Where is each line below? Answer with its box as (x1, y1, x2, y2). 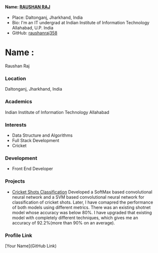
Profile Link (5, 232, 32, 238)
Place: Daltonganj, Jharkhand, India (12, 15, 83, 20)
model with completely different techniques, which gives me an (12, 215, 139, 221)
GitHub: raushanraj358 (12, 30, 57, 36)
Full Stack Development (12, 138, 59, 143)
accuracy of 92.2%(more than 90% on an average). (12, 220, 115, 225)
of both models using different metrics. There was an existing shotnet (12, 204, 151, 210)
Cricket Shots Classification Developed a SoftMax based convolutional (12, 189, 153, 195)
